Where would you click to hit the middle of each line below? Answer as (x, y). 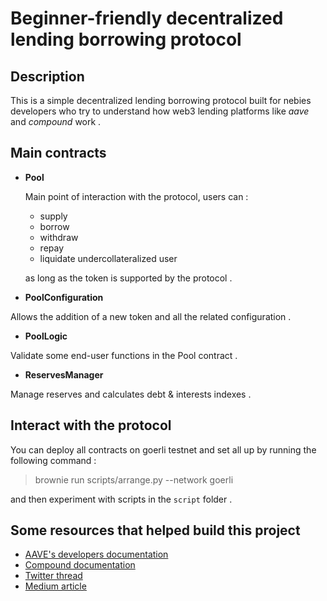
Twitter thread (53, 576)
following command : (53, 460)
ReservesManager (64, 374)
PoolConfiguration (64, 297)
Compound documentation (80, 565)
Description (47, 76)
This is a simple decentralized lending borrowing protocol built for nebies (161, 100)
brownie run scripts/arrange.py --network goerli (134, 479)
